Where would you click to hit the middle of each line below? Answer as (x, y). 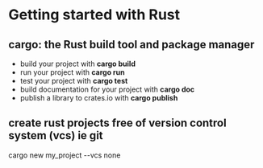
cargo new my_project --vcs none (65, 155)
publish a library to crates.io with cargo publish (99, 98)
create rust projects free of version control (118, 123)
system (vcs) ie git (56, 135)
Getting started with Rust (94, 15)
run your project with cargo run (72, 72)
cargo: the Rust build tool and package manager (131, 45)
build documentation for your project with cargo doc (107, 89)
